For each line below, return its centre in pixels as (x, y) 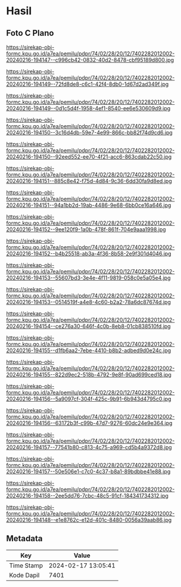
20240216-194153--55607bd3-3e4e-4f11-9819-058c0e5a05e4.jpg (88, 278)
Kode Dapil (24, 575)
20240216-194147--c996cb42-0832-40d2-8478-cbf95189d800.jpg (90, 60)
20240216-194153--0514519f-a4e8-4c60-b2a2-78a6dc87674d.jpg (89, 302)
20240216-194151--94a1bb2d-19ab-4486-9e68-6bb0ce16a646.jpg (89, 205)
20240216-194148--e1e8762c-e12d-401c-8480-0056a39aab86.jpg (89, 520)
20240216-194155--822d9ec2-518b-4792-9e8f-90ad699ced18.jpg (89, 375)
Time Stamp (26, 566)
